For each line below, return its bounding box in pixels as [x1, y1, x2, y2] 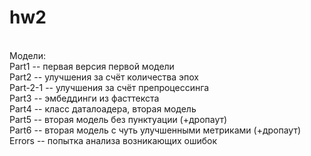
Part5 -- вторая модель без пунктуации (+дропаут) [9, 113, 228, 125]
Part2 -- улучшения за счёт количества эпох [9, 71, 200, 83]
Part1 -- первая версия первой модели [9, 60, 175, 72]
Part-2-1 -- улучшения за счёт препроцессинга [9, 81, 210, 93]
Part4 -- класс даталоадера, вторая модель [9, 102, 197, 115]
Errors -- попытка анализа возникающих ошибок [9, 134, 218, 146]
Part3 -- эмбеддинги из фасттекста [9, 92, 160, 104]
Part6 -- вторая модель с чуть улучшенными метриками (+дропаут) [9, 124, 302, 136]
